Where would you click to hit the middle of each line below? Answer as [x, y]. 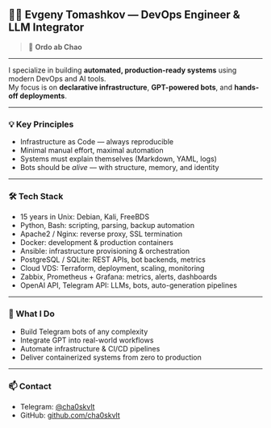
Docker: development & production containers [96, 243]
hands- [246, 87]
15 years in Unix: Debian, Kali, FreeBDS [85, 217]
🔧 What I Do [31, 314]
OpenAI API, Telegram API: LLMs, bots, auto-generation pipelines [129, 285]
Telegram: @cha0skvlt [57, 407]
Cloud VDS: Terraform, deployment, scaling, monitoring [112, 268]
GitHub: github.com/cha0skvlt [70, 415]
